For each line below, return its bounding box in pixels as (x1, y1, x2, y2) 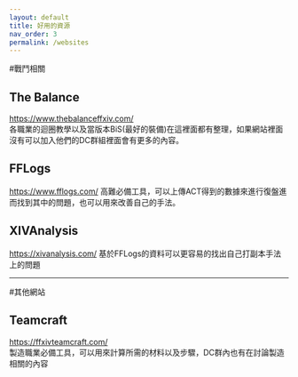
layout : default (9, 12, 69, 22)
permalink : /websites (9, 37, 90, 47)
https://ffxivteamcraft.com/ (9, 336, 108, 347)
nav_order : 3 (9, 29, 58, 38)
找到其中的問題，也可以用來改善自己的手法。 (16, 197, 180, 207)
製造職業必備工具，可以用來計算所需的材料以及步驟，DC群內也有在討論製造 (9, 347, 286, 357)
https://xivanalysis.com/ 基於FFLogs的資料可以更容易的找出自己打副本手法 (9, 248, 282, 259)
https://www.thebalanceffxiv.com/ (9, 113, 135, 124)
